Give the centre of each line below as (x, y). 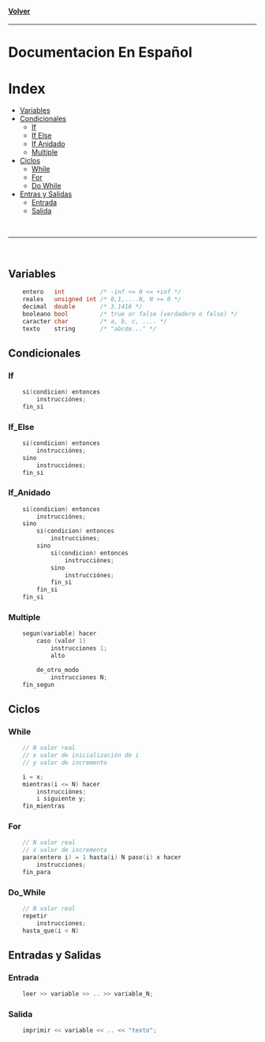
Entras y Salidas (46, 194)
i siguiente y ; (62, 799)
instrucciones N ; (79, 677)
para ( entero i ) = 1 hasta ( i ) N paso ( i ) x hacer (102, 857)
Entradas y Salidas (55, 956)
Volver (19, 11)
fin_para (37, 872)
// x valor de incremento (65, 850)
